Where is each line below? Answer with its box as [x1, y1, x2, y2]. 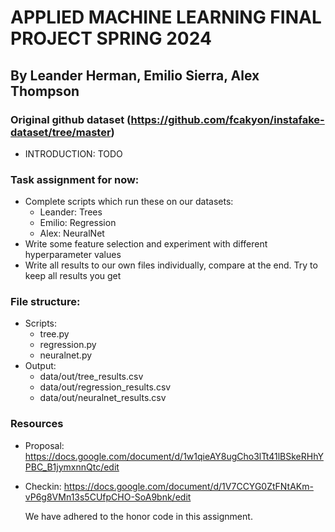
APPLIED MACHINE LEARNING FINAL [10, 6, 322, 29]
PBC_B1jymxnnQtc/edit [24, 461, 120, 473]
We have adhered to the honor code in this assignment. [24, 510, 253, 522]
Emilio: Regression [39, 217, 117, 229]
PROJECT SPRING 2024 [10, 27, 212, 50]
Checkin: [24, 480, 62, 492]
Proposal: [24, 439, 65, 451]
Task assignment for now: [10, 172, 140, 186]
